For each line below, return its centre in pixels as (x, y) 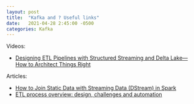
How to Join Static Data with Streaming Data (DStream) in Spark (96, 88)
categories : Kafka (30, 29)
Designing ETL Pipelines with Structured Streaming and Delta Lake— (101, 58)
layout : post (23, 12)
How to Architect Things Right (53, 64)
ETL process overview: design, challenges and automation (89, 94)
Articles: (17, 76)
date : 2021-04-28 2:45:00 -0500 (50, 23)
